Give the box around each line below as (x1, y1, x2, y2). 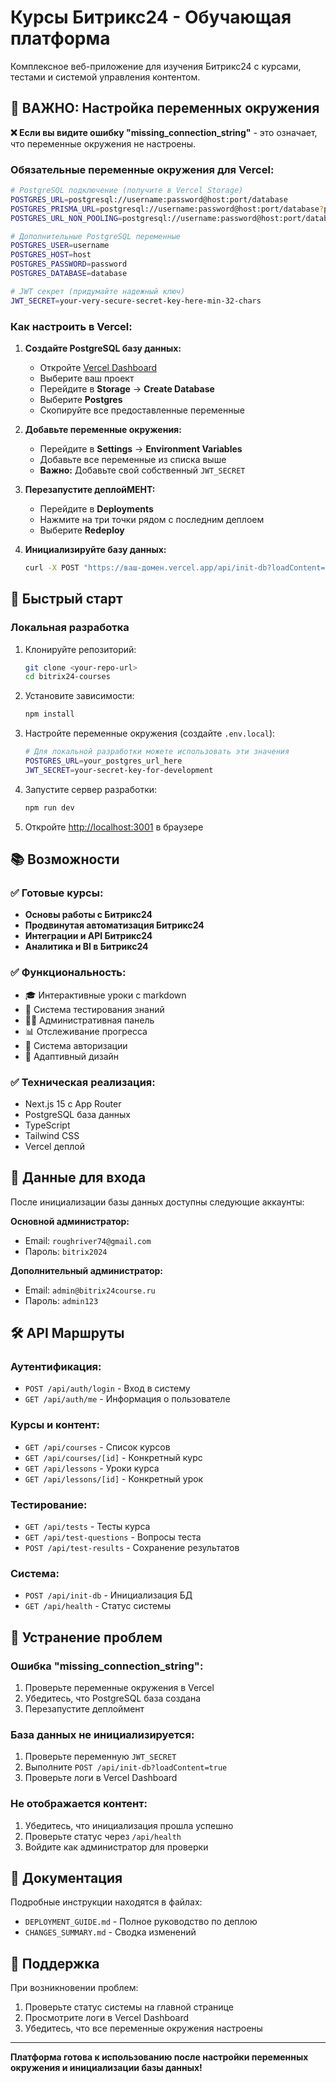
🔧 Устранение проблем (10, 1629, 163, 1646)
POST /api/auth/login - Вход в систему (24, 1382, 191, 1395)
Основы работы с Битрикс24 (24, 909, 153, 921)
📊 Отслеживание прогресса (24, 1025, 148, 1037)
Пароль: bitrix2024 (24, 1245, 108, 1257)
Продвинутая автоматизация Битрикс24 (24, 919, 205, 931)
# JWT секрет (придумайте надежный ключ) (10, 286, 186, 296)
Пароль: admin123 (24, 1294, 99, 1306)
